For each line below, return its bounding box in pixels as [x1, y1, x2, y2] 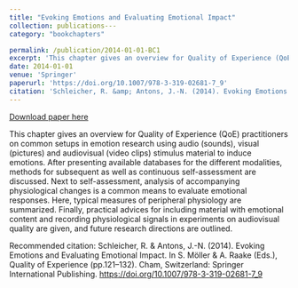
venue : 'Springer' [9, 70, 77, 80]
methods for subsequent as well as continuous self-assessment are [9, 166, 257, 177]
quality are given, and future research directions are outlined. [9, 223, 233, 234]
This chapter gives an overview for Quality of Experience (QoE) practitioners [9, 128, 288, 139]
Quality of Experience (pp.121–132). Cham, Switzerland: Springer [9, 259, 244, 269]
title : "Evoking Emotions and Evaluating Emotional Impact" [9, 12, 237, 22]
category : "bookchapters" [9, 29, 105, 38]
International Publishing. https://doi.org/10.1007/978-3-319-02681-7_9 [9, 268, 263, 279]
